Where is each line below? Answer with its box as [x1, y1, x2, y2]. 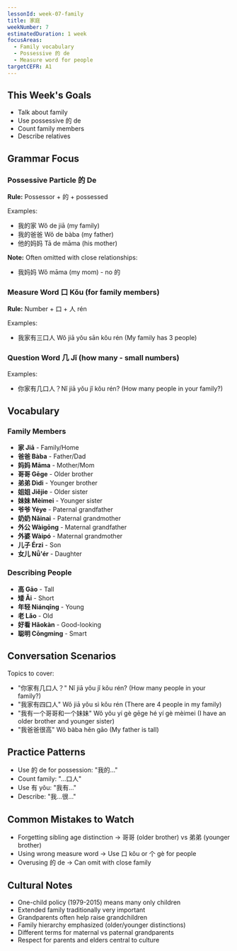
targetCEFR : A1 [7, 63, 52, 70]
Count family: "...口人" [17, 775, 82, 783]
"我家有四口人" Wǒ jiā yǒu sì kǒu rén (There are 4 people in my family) [17, 699, 222, 709]
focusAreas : [7, 37, 42, 44]
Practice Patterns [7, 745, 86, 758]
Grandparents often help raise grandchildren [17, 913, 147, 921]
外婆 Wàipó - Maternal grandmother [17, 532, 123, 541]
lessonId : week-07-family [7, 10, 83, 18]
